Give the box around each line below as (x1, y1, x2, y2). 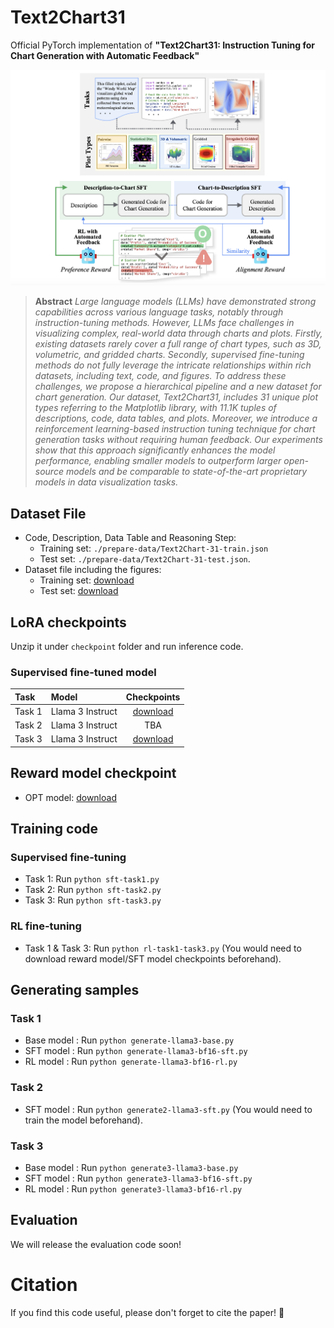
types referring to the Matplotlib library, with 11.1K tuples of (34, 402, 277, 414)
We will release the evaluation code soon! (10, 1238, 182, 1250)
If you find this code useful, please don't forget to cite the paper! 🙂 (10, 1306, 285, 1318)
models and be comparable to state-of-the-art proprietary (65, 466, 308, 478)
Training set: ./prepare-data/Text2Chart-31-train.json (39, 542, 269, 555)
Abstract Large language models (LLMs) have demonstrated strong (34, 296, 317, 308)
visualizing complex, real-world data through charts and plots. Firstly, (34, 327, 323, 340)
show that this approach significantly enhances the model (34, 444, 276, 456)
